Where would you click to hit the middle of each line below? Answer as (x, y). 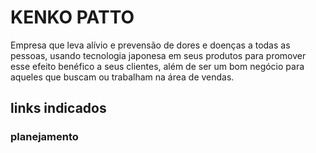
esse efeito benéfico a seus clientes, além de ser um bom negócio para (157, 66)
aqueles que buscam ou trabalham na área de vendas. (122, 77)
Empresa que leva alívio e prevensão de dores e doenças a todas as (150, 45)
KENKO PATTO (72, 17)
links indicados (58, 108)
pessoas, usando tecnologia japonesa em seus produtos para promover (158, 55)
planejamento (44, 137)
